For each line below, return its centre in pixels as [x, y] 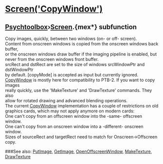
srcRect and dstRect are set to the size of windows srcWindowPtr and [75, 64]
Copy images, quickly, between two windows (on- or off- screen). [71, 38]
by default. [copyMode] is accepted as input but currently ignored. [72, 75]
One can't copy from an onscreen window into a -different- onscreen [74, 127]
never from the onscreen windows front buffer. [52, 59]
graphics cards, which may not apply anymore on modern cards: [70, 111]
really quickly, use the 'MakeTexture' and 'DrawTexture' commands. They [79, 90]
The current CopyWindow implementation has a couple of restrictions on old [82, 106]
